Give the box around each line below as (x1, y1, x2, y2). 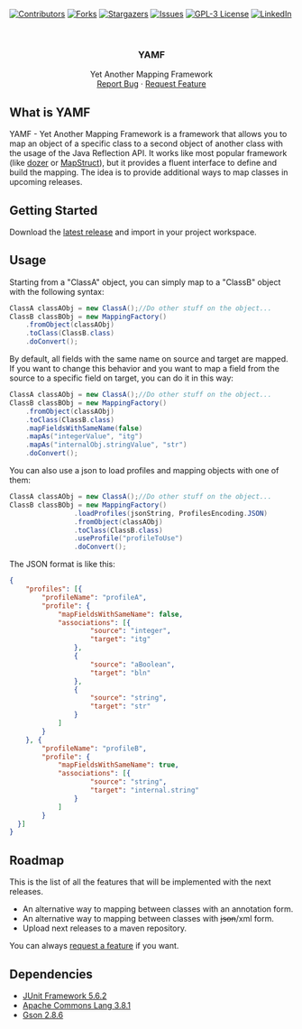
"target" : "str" (89, 702, 151, 712)
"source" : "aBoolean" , (89, 659, 176, 669)
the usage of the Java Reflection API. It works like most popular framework (9, 148, 288, 159)
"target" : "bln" (89, 668, 151, 677)
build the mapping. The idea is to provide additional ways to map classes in (9, 167, 288, 178)
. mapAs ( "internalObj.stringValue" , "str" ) (25, 440, 188, 450)
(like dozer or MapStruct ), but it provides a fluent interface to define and (9, 158, 278, 169)
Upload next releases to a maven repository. (22, 923, 188, 933)
